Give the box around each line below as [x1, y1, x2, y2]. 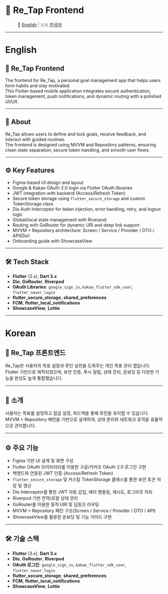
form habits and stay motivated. [5, 82, 71, 88]
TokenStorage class [12, 200, 53, 206]
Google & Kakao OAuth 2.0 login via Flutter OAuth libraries [12, 184, 132, 190]
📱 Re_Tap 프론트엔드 [5, 348, 66, 357]
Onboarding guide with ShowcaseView [12, 237, 92, 244]
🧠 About [5, 117, 31, 126]
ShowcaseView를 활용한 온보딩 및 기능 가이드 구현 [12, 514, 112, 519]
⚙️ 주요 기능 [5, 443, 39, 452]
